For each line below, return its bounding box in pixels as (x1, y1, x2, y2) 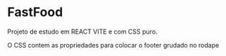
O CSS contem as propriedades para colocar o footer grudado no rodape (7, 41, 220, 49)
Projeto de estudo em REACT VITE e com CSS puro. (7, 27, 158, 36)
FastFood (7, 4, 63, 20)
